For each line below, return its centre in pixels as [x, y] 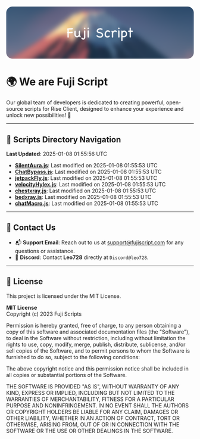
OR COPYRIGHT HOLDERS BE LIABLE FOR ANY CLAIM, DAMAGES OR [92, 412]
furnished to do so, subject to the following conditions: [73, 357]
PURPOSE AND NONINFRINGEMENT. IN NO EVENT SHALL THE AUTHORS [98, 405]
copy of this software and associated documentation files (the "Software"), [98, 332]
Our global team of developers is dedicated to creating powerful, [85, 102]
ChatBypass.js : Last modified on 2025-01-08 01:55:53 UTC [88, 172]
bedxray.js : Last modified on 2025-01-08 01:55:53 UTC [83, 197]
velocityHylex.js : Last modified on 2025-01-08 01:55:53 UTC [90, 185]
